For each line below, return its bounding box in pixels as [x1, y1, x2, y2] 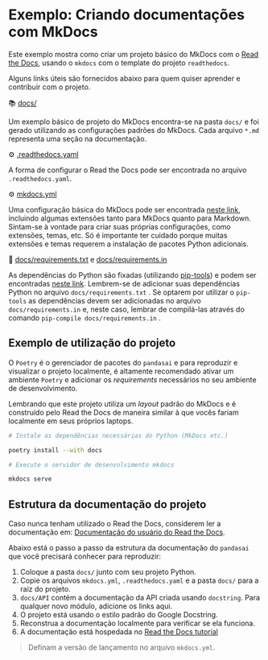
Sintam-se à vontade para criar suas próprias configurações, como [8, 221, 231, 231]
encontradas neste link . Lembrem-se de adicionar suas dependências [8, 278, 240, 288]
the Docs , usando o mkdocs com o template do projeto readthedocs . [8, 58, 229, 68]
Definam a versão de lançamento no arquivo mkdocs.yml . [27, 642, 216, 653]
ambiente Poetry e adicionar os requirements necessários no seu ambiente [8, 374, 257, 384]
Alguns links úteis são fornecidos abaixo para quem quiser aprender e [8, 73, 241, 83]
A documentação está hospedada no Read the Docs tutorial [19, 627, 219, 637]
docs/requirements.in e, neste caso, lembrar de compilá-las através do [8, 304, 245, 314]
